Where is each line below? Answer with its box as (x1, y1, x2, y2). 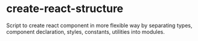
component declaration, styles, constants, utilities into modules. (6, 28, 165, 35)
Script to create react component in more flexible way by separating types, (6, 22, 193, 29)
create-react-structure (6, 2, 124, 16)
